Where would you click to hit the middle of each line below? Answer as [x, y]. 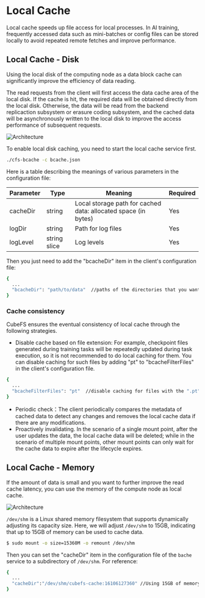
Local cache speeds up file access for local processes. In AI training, [93, 27]
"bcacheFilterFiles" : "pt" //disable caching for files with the [98, 391]
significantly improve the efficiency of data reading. [71, 80]
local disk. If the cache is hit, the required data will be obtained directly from [102, 99]
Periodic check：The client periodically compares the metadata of [98, 409]
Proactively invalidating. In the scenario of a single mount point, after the [106, 429]
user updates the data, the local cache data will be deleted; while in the [105, 435]
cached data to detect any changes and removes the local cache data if [105, 416]
